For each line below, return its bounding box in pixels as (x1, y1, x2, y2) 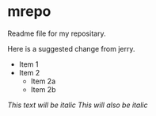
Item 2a (30, 76, 56, 86)
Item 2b (30, 84, 56, 94)
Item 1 (18, 59, 39, 69)
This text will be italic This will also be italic (7, 100, 148, 110)
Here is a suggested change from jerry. (7, 44, 135, 53)
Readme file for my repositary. (7, 29, 106, 38)
